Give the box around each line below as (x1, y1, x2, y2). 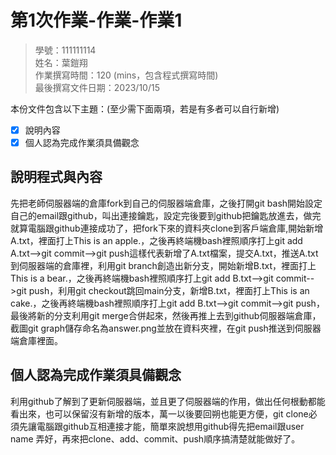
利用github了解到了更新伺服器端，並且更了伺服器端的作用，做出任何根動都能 (10, 395, 326, 407)
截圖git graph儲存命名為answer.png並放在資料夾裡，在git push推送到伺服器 (10, 322, 322, 334)
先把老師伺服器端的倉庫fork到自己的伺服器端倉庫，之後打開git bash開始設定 (10, 197, 323, 209)
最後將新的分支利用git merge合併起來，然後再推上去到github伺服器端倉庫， (10, 309, 322, 321)
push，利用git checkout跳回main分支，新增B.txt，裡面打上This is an (28, 284, 310, 296)
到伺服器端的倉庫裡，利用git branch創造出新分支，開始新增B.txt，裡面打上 (10, 259, 317, 271)
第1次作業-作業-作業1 (10, 9, 183, 32)
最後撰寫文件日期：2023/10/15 (34, 81, 160, 93)
